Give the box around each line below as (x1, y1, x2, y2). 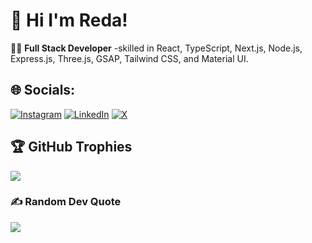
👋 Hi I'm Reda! (10, 9, 128, 32)
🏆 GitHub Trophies (10, 139, 133, 156)
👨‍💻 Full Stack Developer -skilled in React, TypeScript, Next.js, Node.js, (10, 42, 303, 54)
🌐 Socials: (10, 82, 76, 99)
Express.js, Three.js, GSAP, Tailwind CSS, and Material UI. (10, 52, 249, 64)
